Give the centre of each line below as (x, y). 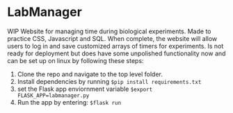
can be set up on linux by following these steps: (75, 60)
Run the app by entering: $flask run (69, 102)
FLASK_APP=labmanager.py (53, 95)
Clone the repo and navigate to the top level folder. (90, 74)
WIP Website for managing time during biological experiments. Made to (109, 31)
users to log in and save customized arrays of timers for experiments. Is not (115, 46)
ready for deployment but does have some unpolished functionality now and (116, 53)
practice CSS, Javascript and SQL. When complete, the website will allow (112, 38)
